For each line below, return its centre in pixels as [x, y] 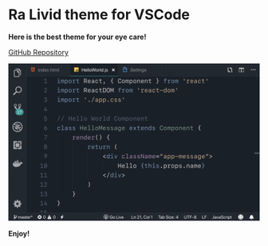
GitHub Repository [39, 52]
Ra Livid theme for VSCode [99, 15]
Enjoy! [19, 233]
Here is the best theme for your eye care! [77, 37]
